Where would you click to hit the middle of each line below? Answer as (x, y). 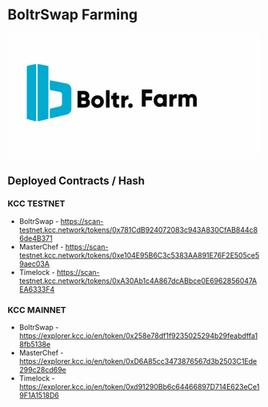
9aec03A (34, 263)
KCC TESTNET (36, 204)
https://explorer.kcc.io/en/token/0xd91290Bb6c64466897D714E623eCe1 (139, 386)
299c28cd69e (42, 369)
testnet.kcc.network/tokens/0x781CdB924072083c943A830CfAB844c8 (138, 229)
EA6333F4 (37, 289)
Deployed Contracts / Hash (76, 181)
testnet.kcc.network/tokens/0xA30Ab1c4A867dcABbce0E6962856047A (138, 281)
